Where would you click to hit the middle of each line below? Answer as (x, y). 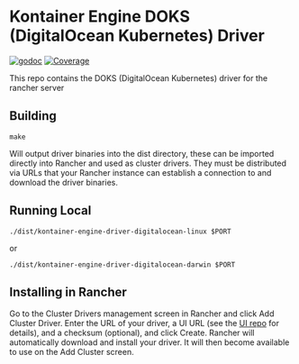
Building (33, 116)
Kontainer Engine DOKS (100, 17)
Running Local (50, 210)
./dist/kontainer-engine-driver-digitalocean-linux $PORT (120, 232)
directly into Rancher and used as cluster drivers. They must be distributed (148, 163)
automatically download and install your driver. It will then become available (149, 342)
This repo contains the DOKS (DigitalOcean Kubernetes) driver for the (139, 77)
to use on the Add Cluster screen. (72, 352)
